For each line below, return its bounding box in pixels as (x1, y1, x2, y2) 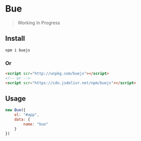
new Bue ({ (5, 108, 26, 113)
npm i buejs (5, 47, 30, 53)
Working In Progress (17, 20, 60, 26)
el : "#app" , (14, 112, 39, 117)
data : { (14, 117, 30, 122)
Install (5, 34, 25, 43)
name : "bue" (23, 121, 49, 126)
